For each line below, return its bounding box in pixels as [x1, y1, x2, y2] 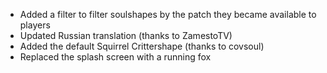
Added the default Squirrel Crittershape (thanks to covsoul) [19, 40, 265, 52]
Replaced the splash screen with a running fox [19, 51, 212, 63]
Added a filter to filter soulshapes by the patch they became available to [19, 9, 317, 20]
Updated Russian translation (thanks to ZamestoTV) [19, 30, 233, 41]
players [19, 19, 51, 31]
